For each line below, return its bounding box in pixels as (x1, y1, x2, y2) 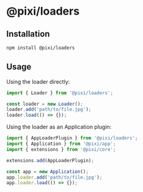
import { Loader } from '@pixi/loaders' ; (6, 90, 114, 96)
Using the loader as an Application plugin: (6, 124, 112, 131)
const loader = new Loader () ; (6, 101, 84, 107)
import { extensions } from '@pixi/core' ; (6, 146, 116, 152)
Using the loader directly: (6, 78, 70, 85)
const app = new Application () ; (6, 168, 89, 175)
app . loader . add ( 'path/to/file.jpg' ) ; (6, 174, 103, 180)
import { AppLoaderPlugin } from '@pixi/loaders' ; (6, 135, 138, 141)
